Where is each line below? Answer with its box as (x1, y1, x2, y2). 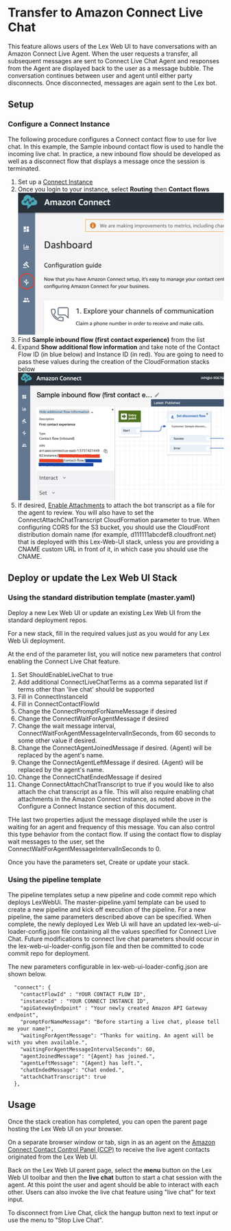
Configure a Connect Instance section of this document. (17, 802, 177, 810)
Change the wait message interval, (17, 721, 116, 730)
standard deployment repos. (8, 616, 88, 624)
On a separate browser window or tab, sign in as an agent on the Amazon (8, 1137, 215, 1146)
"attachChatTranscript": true (20, 1073, 107, 1080)
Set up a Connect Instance (17, 178, 93, 186)
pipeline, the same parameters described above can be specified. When (8, 912, 212, 921)
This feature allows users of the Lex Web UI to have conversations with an (8, 42, 217, 50)
